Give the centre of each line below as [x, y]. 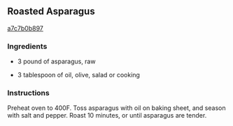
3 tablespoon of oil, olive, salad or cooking [78, 75]
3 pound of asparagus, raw [56, 61]
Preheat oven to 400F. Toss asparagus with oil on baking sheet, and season [116, 108]
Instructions [29, 93]
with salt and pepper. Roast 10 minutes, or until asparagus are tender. [107, 116]
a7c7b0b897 [25, 28]
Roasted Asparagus [51, 11]
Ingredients [27, 46]
